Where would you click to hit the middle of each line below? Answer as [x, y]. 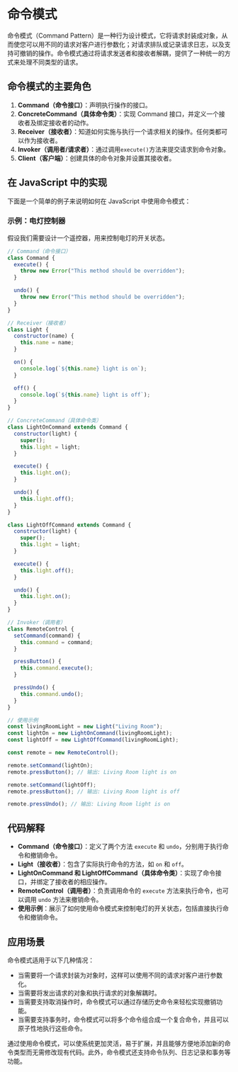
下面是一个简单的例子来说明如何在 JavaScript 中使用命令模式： [99, 201]
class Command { [31, 258]
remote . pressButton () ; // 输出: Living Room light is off [93, 791]
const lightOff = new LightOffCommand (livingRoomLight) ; [93, 740]
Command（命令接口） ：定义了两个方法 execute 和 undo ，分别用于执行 [120, 847]
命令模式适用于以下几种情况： [51, 960]
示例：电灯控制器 [36, 221]
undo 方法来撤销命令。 [70, 900]
